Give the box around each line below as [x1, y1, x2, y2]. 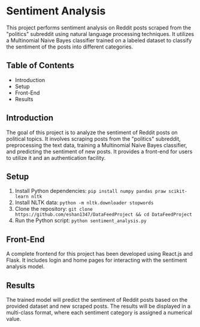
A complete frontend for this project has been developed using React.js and [6, 250, 193, 258]
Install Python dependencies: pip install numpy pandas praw [14, 187, 166, 195]
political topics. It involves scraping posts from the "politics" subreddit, [6, 135, 181, 142]
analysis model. [6, 263, 45, 270]
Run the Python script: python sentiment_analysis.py [14, 217, 147, 224]
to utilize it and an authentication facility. [6, 154, 106, 161]
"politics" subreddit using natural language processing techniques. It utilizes [6, 30, 195, 37]
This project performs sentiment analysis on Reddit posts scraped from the [6, 24, 192, 31]
